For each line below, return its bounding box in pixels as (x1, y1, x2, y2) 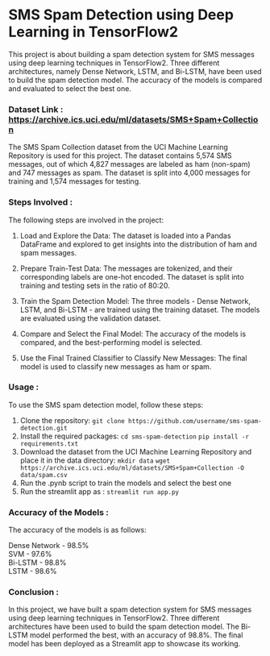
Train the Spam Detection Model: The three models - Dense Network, (19, 296, 251, 305)
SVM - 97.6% (8, 550, 52, 559)
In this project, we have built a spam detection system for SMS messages (8, 604, 252, 614)
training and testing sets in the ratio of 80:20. (19, 280, 171, 290)
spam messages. (19, 247, 77, 257)
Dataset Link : (8, 103, 64, 114)
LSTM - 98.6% (8, 567, 57, 576)
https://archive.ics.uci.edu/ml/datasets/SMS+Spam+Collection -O (19, 463, 244, 472)
